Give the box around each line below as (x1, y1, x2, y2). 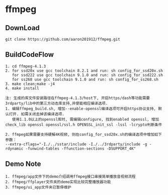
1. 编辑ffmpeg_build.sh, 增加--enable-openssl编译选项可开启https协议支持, (5, 106, 156, 111)
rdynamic (5, 146, 24, 151)
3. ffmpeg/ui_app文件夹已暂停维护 (5, 184, 71, 189)
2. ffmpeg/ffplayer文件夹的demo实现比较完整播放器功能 (5, 179, 111, 184)
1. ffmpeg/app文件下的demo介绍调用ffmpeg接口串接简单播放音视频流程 (5, 174, 136, 179)
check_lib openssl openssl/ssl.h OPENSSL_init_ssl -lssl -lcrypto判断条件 (5, 122, 162, 127)
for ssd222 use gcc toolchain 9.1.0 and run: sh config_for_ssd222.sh (12, 72, 163, 77)
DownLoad (5, 24, 40, 32)
